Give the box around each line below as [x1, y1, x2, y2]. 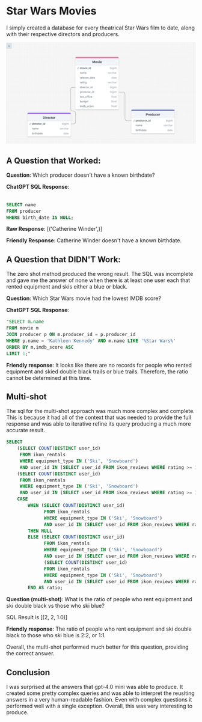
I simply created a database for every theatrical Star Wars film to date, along [6, 24, 195, 31]
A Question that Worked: [6, 155, 101, 166]
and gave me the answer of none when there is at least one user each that [6, 277, 191, 284]
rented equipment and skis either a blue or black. [6, 283, 128, 290]
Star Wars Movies [6, 4, 97, 18]
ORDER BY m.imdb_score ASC [6, 344, 74, 350]
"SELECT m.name [6, 319, 44, 325]
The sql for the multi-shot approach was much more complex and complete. [6, 408, 195, 415]
